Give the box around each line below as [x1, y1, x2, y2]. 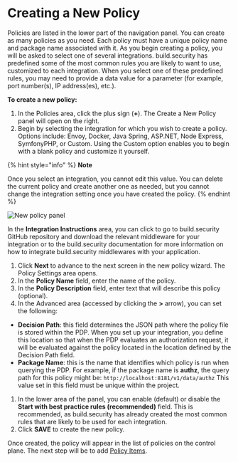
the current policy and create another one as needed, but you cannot [7, 182, 210, 190]
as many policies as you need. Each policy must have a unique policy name [7, 36, 227, 44]
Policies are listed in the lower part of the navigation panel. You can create [7, 28, 225, 37]
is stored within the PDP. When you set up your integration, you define [17, 327, 224, 336]
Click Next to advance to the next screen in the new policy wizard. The [17, 261, 226, 270]
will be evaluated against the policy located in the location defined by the [17, 343, 232, 352]
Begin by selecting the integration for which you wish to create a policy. [17, 124, 227, 132]
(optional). [17, 291, 48, 300]
